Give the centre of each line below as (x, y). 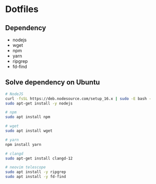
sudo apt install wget (29, 131)
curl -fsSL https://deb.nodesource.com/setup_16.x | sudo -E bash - (78, 99)
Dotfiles (22, 9)
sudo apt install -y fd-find (36, 177)
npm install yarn (23, 144)
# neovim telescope (26, 167)
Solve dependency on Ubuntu (53, 82)
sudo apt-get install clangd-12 (39, 158)
